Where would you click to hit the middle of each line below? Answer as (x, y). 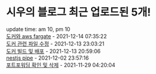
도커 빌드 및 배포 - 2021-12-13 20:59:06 (54, 51)
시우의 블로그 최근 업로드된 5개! (79, 12)
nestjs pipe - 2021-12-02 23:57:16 (48, 58)
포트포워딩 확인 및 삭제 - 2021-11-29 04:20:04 (61, 65)
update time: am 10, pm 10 (38, 29)
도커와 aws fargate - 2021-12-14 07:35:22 (57, 36)
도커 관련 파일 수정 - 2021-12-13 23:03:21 (55, 44)
